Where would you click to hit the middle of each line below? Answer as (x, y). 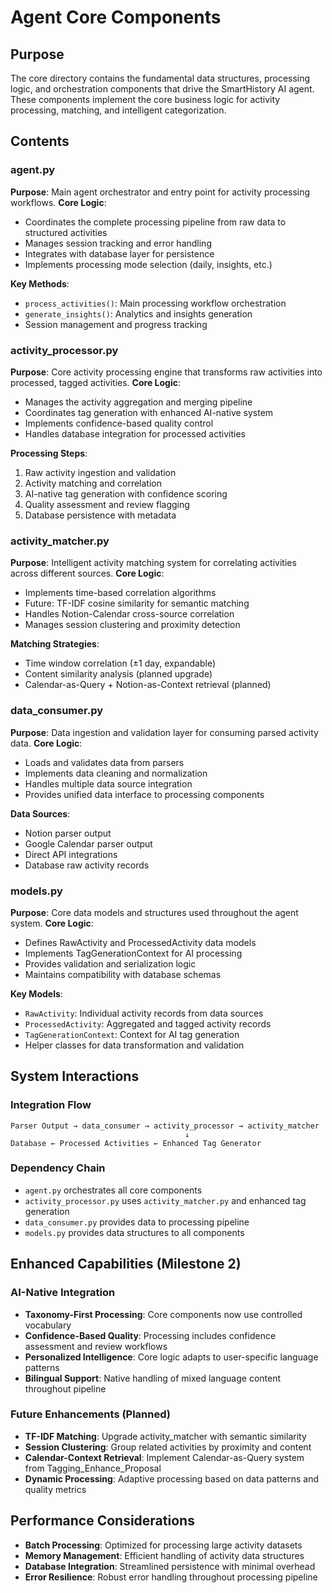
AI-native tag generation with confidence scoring (126, 493)
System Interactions (75, 1076)
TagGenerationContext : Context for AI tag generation (132, 1034)
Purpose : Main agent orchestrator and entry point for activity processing (160, 192)
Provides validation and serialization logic (110, 963)
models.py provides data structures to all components (134, 1232)
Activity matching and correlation (93, 483)
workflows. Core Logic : (58, 202)
